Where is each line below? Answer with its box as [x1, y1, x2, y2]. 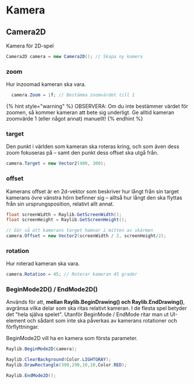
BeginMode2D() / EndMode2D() [6, 285, 98, 293]
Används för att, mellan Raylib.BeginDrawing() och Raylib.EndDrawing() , [6, 299, 185, 306]
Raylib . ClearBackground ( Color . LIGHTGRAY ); [6, 356, 111, 363]
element [6, 317, 26, 324]
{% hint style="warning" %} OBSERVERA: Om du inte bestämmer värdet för [6, 103, 189, 110]
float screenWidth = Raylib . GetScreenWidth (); [6, 211, 122, 217]
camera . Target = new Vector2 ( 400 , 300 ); [6, 160, 107, 167]
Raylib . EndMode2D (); [6, 373, 57, 379]
